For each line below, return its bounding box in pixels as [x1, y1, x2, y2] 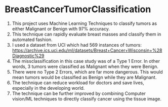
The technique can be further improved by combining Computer [12, 90, 146, 96]
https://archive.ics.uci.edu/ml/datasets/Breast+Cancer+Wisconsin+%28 [12, 47, 162, 53]
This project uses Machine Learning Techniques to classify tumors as [12, 20, 157, 26]
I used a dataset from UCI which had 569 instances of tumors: [12, 42, 142, 48]
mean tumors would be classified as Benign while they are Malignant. [12, 74, 157, 80]
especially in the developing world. [12, 85, 85, 91]
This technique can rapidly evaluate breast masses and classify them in [12, 31, 161, 37]
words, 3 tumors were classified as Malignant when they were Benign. [12, 63, 159, 69]
